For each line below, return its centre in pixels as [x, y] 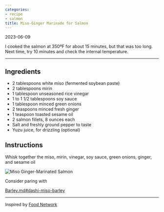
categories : [17, 10]
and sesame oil [20, 162]
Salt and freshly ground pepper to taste [52, 125]
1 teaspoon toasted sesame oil [42, 115]
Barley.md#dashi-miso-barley [35, 190]
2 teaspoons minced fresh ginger [46, 109]
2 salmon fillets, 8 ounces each [43, 119]
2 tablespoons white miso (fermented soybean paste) [66, 83]
